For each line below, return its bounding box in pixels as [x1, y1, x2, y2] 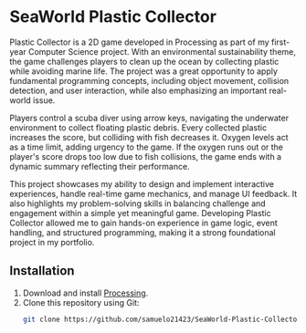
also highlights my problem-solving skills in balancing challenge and [9, 198, 267, 209]
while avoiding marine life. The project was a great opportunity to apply [9, 66, 279, 77]
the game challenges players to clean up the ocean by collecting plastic [9, 56, 280, 67]
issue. [32, 94, 56, 106]
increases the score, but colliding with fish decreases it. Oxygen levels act [9, 131, 290, 142]
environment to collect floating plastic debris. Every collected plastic [9, 121, 268, 133]
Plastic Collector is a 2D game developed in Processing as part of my [9, 36, 269, 47]
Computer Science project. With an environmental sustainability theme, [27, 46, 297, 57]
